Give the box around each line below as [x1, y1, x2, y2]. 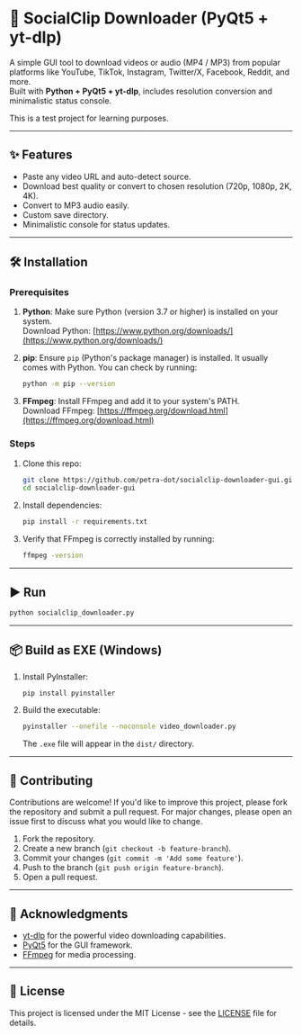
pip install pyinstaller [22, 688, 116, 697]
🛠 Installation [9, 255, 88, 270]
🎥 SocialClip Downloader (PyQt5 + [9, 8, 270, 29]
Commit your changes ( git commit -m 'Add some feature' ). [22, 852, 244, 863]
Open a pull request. [22, 872, 99, 883]
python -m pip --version [22, 380, 116, 389]
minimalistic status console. [9, 94, 112, 106]
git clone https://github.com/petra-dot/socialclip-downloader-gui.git [22, 475, 297, 484]
